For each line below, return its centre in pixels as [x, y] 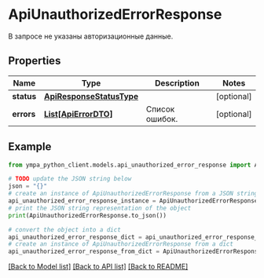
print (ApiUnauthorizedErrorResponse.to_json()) [88, 215]
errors [24, 114]
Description [177, 82]
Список [160, 109]
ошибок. [162, 119]
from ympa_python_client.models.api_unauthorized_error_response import [130, 165]
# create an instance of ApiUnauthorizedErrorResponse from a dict [121, 244]
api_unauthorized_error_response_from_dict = [84, 252]
